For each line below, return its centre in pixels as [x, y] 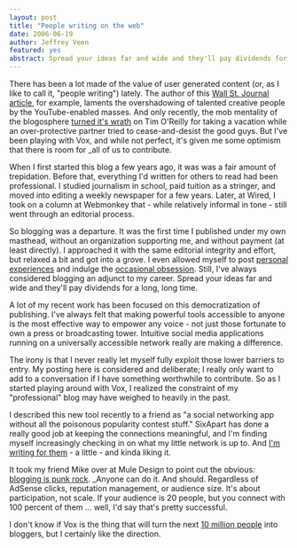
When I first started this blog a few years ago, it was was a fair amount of [143, 167]
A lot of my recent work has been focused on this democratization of [135, 305]
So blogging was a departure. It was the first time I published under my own [148, 231]
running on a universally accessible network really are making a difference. [146, 343]
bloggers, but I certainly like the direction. [85, 534]
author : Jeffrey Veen [49, 42]
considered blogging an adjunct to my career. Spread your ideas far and [141, 278]
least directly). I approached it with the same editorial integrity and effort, [143, 250]
